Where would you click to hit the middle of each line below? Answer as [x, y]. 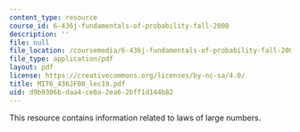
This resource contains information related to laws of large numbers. [135, 118]
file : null [29, 42]
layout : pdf [31, 68]
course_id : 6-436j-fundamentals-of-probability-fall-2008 [119, 26]
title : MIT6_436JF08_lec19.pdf [67, 84]
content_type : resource [54, 17]
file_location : [37, 51]
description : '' [39, 34]
